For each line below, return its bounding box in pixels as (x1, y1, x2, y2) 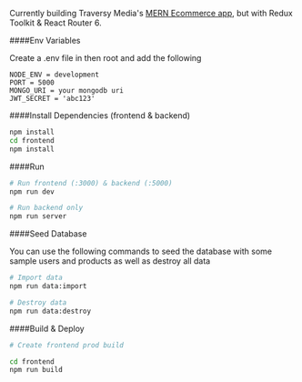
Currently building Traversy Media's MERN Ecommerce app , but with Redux (9, 8, 293, 18)
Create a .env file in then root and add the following (9, 53, 202, 63)
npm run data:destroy (9, 307, 92, 316)
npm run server (9, 212, 67, 221)
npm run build (9, 366, 64, 375)
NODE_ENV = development (9, 70, 100, 79)
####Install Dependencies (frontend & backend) (9, 110, 191, 121)
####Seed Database (9, 228, 87, 239)
